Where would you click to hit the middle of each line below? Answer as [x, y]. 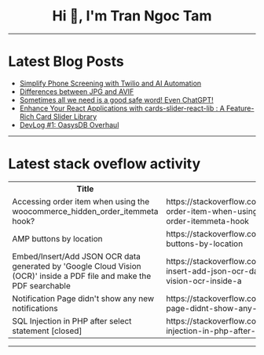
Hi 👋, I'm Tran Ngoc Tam [132, 16]
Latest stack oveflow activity [104, 164]
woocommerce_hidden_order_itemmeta [85, 211]
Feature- [240, 108]
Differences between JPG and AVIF [77, 91]
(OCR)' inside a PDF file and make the [82, 276]
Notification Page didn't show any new [83, 299]
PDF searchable [41, 285]
